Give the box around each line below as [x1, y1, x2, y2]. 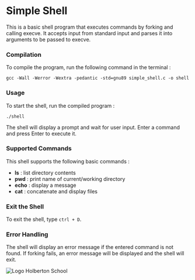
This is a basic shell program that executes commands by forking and [6, 23, 173, 30]
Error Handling [6, 230, 48, 238]
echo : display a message [14, 182, 76, 189]
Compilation [6, 50, 42, 59]
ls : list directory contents [14, 169, 76, 176]
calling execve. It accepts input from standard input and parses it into [6, 29, 173, 36]
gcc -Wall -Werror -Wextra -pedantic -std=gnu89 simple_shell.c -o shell [6, 75, 190, 81]
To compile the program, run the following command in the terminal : [6, 64, 171, 71]
